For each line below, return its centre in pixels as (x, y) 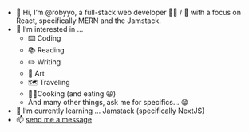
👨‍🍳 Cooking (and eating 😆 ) (72, 94)
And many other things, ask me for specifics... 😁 (108, 102)
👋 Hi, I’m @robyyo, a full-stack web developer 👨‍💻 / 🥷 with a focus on (128, 12)
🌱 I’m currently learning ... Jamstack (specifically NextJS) (110, 111)
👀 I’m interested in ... (49, 29)
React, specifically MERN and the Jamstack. (88, 21)
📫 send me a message (54, 120)
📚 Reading (46, 50)
